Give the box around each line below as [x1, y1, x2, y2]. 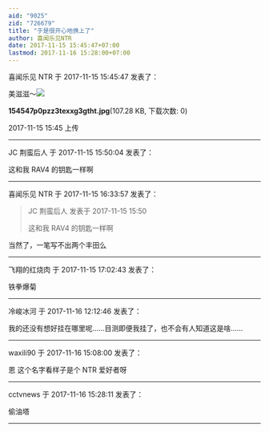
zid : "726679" [8, 19, 56, 27]
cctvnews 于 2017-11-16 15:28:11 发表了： [8, 390, 144, 399]
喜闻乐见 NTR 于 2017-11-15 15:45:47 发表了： [8, 72, 159, 81]
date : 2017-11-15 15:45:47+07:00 [8, 42, 120, 50]
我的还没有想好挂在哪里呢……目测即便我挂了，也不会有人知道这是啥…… [8, 324, 243, 333]
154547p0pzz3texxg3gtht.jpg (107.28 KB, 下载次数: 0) [8, 106, 188, 115]
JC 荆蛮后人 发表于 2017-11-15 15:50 [27, 206, 147, 216]
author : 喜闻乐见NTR [8, 34, 72, 42]
